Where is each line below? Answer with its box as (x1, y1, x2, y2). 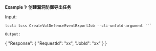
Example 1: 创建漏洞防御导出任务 (5, 4, 71, 10)
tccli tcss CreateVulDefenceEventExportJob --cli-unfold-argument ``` (5, 23, 152, 28)
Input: (5, 14, 17, 19)
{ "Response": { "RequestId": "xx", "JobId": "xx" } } (5, 40, 107, 46)
